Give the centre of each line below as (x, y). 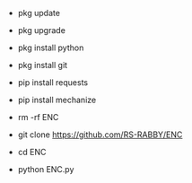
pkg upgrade (41, 30)
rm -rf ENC (38, 117)
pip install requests (52, 83)
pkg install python (51, 48)
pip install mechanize (57, 100)
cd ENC (32, 152)
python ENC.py (46, 169)
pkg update (39, 13)
